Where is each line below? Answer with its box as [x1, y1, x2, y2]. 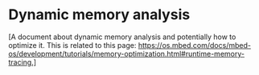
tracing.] [8, 57, 37, 67]
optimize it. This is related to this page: [8, 40, 137, 49]
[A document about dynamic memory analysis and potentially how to [8, 32, 236, 41]
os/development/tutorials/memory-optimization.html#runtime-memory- [8, 49, 245, 58]
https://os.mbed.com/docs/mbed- [138, 40, 252, 49]
